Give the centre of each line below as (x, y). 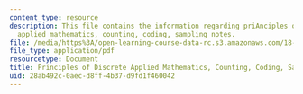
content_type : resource (54, 17)
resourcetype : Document (54, 59)
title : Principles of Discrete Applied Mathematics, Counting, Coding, (147, 68)
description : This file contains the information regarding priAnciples (149, 26)
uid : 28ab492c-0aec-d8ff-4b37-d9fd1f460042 (92, 76)
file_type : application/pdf (62, 51)
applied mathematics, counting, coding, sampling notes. (127, 34)
